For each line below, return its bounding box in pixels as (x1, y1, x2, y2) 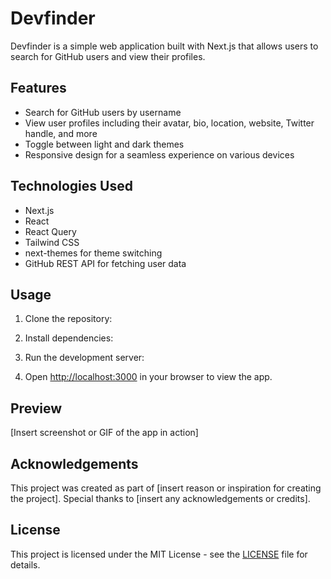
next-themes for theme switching (24, 247, 163, 259)
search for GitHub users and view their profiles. (10, 50, 206, 62)
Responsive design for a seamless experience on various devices (24, 148, 295, 161)
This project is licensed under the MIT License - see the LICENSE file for (10, 548, 308, 560)
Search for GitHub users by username (24, 106, 182, 118)
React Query (24, 225, 77, 237)
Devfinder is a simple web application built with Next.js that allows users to (10, 40, 319, 52)
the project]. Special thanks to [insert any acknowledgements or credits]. (10, 493, 311, 504)
